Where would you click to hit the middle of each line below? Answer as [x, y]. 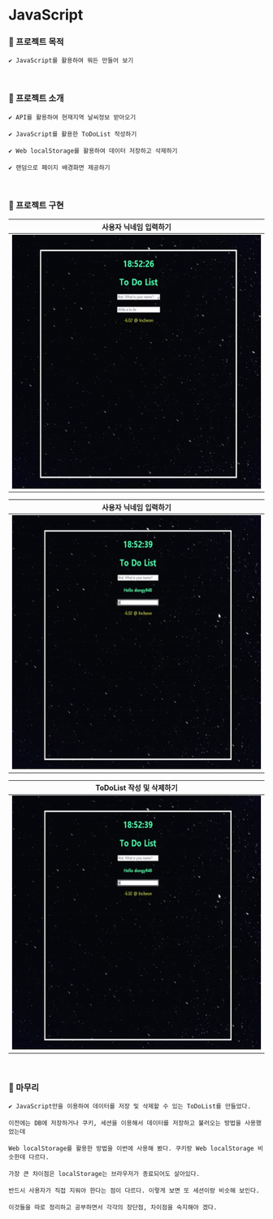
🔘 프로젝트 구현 [36, 205]
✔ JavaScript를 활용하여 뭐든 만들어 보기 [71, 61]
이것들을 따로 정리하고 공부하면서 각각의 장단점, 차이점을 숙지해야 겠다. [113, 1208]
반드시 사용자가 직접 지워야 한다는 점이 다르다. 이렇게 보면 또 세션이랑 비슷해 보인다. [134, 1191]
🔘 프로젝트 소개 [36, 98]
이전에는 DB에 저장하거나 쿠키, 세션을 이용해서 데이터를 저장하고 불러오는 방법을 [125, 1123]
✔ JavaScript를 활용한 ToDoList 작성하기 [73, 134]
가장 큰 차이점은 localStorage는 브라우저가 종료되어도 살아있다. [104, 1174]
